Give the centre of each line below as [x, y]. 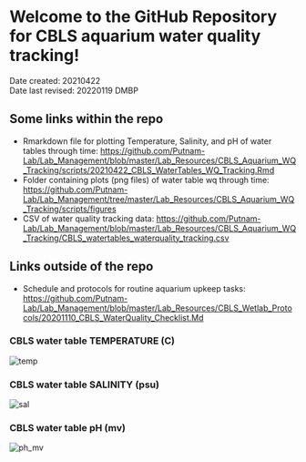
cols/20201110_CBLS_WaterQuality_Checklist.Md [113, 317]
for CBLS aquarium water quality [135, 36]
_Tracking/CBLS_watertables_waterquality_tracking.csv [126, 238]
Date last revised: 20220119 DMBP [74, 90]
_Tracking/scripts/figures [69, 209]
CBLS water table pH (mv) [67, 428]
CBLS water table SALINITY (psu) [84, 385]
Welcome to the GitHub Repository [143, 17]
